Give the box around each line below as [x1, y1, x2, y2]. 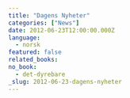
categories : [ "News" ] [8, 19, 80, 27]
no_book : [8, 63, 37, 71]
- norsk [15, 41, 41, 49]
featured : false [8, 48, 62, 56]
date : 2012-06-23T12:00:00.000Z [8, 26, 115, 34]
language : [8, 33, 41, 42]
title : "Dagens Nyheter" [8, 11, 90, 20]
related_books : [8, 56, 59, 64]
